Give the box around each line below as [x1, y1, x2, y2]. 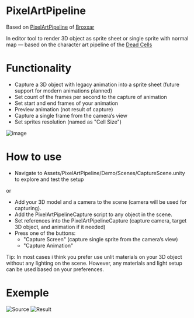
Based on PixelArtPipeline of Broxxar [6, 23, 95, 30]
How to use [6, 151, 62, 163]
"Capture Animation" [23, 242, 74, 249]
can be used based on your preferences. [6, 265, 104, 273]
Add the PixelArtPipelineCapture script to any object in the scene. [14, 211, 172, 218]
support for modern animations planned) [14, 87, 113, 94]
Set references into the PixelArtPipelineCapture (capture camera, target [14, 217, 187, 224]
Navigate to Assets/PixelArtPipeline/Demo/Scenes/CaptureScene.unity [14, 169, 185, 176]
